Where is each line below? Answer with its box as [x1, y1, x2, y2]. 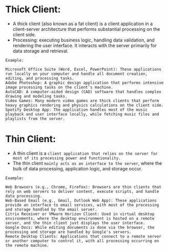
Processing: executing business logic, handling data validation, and [12, 37, 155, 43]
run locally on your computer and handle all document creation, [5, 71, 147, 76]
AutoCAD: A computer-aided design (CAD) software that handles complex [5, 89, 161, 94]
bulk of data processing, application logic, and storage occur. [12, 165, 142, 171]
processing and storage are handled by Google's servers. [5, 229, 132, 235]
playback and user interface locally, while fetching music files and [5, 111, 159, 117]
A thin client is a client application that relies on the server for [12, 150, 158, 156]
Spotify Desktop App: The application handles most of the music [5, 107, 147, 112]
